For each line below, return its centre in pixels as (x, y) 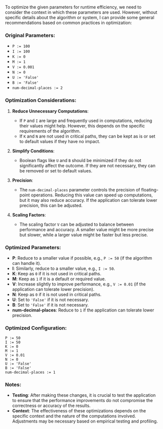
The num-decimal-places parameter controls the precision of (80, 190)
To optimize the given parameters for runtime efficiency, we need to (73, 7)
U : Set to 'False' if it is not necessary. (51, 299)
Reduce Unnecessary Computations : (50, 111)
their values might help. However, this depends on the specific (82, 126)
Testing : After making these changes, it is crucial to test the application (84, 395)
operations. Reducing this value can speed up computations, (92, 195)
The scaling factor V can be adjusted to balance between (77, 224)
